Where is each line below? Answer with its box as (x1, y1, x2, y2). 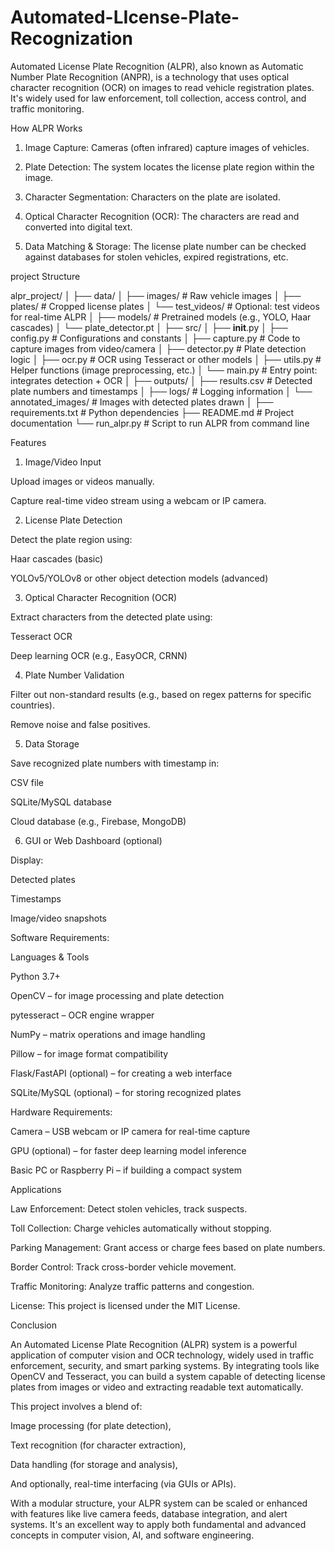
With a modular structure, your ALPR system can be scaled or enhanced (10, 1497, 308, 1509)
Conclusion (10, 1319, 58, 1331)
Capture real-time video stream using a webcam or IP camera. (10, 494, 267, 506)
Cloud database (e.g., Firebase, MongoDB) (10, 815, 187, 827)
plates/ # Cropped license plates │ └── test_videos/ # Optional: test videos (10, 300, 320, 312)
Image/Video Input (24, 456, 102, 468)
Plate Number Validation (24, 669, 125, 681)
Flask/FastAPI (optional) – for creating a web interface (10, 1067, 233, 1079)
